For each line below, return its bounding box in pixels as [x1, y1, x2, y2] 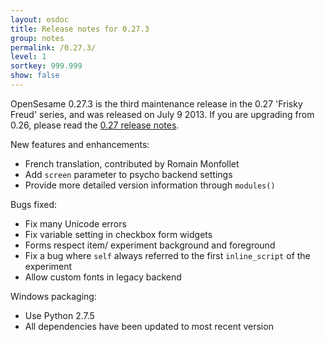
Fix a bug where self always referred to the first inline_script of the [24, 249, 311, 261]
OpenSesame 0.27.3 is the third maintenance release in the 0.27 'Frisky [10, 97, 303, 110]
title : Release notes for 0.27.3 [10, 24, 150, 34]
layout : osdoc [10, 14, 70, 25]
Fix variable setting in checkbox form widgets [24, 228, 213, 240]
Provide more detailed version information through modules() [24, 179, 276, 191]
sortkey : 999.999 [10, 61, 83, 71]
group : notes [10, 33, 65, 43]
